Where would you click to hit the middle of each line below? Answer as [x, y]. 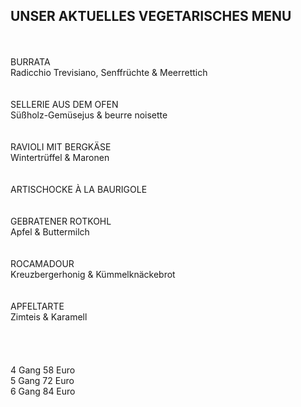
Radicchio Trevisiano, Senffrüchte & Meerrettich [109, 72]
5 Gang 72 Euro [42, 380]
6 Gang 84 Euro [43, 391]
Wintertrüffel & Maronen [60, 157]
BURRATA [30, 61]
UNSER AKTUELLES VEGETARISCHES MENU [151, 16]
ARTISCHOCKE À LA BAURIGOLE [79, 189]
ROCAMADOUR [42, 263]
